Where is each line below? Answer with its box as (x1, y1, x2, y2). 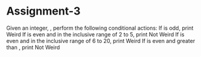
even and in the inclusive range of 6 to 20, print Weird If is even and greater (6, 37, 196, 44)
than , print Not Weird (6, 44, 60, 51)
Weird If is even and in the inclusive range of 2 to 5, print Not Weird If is (6, 30, 185, 38)
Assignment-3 (6, 4, 81, 18)
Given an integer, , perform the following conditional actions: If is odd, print (6, 24, 194, 32)
